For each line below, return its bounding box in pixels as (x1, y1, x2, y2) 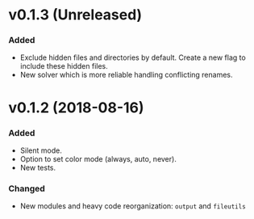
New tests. (19, 162, 56, 172)
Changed (8, 183, 46, 194)
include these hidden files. (19, 61, 109, 71)
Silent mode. (19, 145, 62, 155)
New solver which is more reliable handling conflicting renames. (19, 70, 233, 80)
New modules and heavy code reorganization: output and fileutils (19, 201, 246, 211)
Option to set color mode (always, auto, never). (19, 154, 177, 163)
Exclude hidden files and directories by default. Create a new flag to (19, 53, 246, 62)
